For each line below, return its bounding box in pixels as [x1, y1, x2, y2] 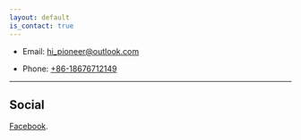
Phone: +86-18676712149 [21, 63, 117, 74]
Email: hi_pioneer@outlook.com [21, 45, 140, 56]
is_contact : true [9, 21, 74, 30]
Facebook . [9, 121, 49, 132]
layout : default [9, 12, 70, 22]
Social [9, 97, 45, 112]
